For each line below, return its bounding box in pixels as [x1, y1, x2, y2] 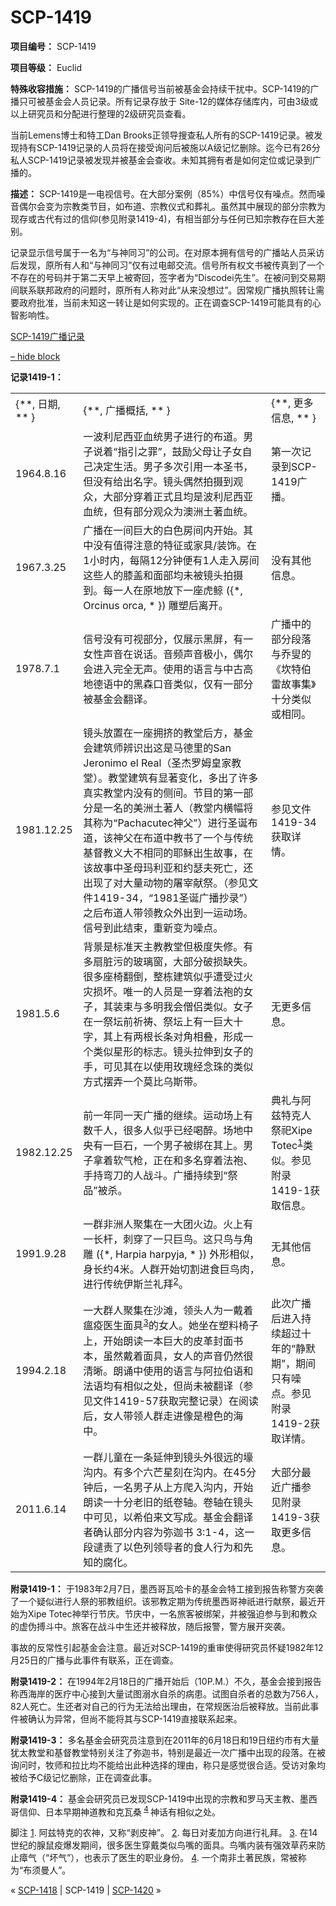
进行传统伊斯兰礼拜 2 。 [83, 1276, 190, 1291]
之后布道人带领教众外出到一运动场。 [83, 906, 254, 920]
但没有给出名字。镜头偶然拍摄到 [83, 474, 234, 488]
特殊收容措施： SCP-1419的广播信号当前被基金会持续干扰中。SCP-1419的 [10, 82, 311, 95]
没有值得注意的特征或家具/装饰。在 [93, 538, 258, 552]
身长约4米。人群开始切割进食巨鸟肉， [83, 1262, 260, 1276]
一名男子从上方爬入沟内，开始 [113, 1480, 254, 1494]
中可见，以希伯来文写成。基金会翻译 [83, 1510, 254, 1524]
